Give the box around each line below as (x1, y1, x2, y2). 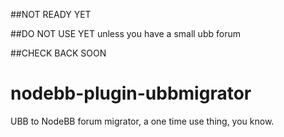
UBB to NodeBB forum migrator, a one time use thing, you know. (10, 115, 275, 127)
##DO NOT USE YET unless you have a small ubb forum (10, 28, 241, 39)
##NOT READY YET (10, 9, 92, 20)
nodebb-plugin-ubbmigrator (10, 82, 252, 105)
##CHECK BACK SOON (10, 47, 107, 59)
